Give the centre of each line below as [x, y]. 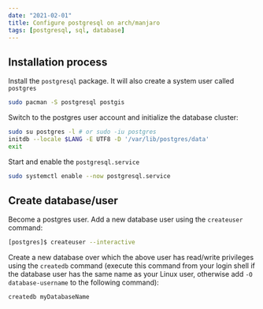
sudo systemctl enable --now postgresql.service [89, 176]
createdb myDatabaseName [49, 297]
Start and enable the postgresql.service [74, 162]
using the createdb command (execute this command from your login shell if [132, 266]
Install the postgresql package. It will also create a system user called [121, 81]
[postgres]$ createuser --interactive [72, 242]
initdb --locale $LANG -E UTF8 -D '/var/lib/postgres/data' [109, 139]
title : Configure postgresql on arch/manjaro [84, 23]
